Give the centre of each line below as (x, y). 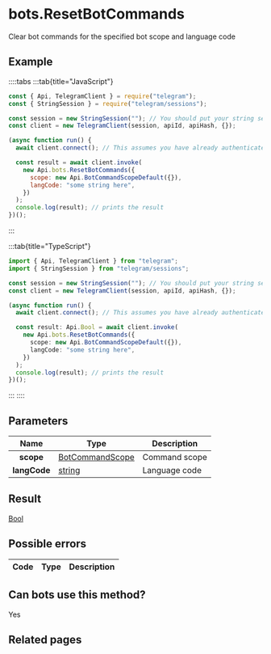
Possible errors (48, 544)
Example (31, 62)
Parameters (38, 421)
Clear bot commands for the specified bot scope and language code (122, 36)
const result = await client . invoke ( (79, 162)
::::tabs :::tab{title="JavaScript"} (61, 81)
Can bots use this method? (77, 595)
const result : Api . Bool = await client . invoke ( (97, 327)
